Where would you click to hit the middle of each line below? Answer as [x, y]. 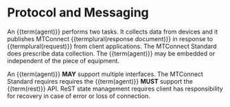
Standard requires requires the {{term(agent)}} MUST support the [100, 81]
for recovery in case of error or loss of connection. [79, 96]
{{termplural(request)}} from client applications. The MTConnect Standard [112, 46]
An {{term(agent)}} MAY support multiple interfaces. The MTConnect [105, 74]
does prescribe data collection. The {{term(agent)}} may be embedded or [111, 53]
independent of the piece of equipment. [64, 60]
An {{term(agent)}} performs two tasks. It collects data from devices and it [113, 32]
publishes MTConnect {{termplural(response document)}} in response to [110, 38]
